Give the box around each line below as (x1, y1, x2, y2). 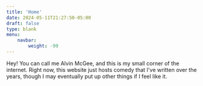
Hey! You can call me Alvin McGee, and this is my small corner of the (6, 59, 180, 67)
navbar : (17, 37, 37, 43)
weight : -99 (28, 43, 59, 49)
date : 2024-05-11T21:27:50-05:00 (6, 15, 91, 21)
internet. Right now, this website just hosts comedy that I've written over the (6, 66, 197, 73)
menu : (6, 32, 20, 38)
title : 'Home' (6, 9, 43, 15)
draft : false (6, 20, 40, 26)
